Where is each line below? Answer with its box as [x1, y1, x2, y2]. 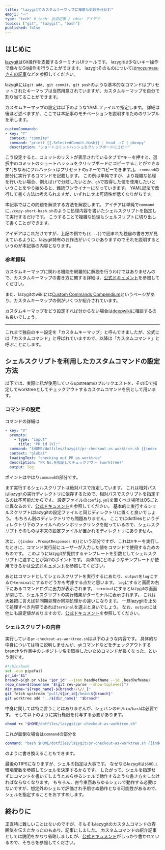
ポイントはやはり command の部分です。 [5, 474, 81, 480]
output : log [9, 464, 34, 470]
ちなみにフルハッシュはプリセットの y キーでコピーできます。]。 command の [13, 167, 160, 173]
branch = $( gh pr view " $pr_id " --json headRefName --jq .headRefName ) [5, 677, 151, 683]
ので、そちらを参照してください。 [9, 840, 78, 846]
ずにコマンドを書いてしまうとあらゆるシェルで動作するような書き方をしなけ [5, 773, 160, 779]
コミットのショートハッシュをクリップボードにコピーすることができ [18, 160, 156, 166]
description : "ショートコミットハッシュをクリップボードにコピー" [9, 145, 131, 150]
